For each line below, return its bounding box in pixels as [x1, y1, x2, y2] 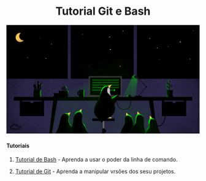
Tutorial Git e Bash [55, 4, 151, 18]
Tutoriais [6, 142, 29, 150]
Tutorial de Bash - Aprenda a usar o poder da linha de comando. [15, 155, 178, 163]
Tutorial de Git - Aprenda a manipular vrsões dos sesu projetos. [15, 168, 176, 175]
